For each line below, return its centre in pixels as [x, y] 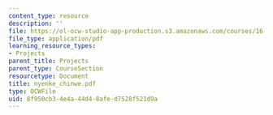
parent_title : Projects [49, 62]
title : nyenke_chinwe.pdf [52, 83]
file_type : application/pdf [56, 38]
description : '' [36, 23]
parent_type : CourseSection [56, 69]
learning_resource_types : [52, 46]
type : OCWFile [32, 91]
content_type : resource [49, 16]
